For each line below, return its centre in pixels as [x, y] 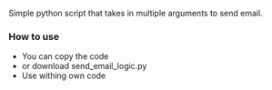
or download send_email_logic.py [84, 66]
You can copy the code [65, 56]
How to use [34, 36]
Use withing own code [64, 75]
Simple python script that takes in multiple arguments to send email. [136, 13]
